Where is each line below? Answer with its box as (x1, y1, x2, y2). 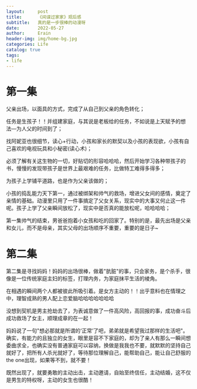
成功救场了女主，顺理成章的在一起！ (6, 315, 94, 322)
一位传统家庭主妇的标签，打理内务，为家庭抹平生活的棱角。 (16, 275, 160, 282)
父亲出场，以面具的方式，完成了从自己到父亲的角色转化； (6, 105, 145, 112)
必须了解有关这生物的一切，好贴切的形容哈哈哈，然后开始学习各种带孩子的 (6, 157, 186, 165)
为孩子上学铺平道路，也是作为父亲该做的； (6, 177, 109, 185)
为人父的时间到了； (16, 125, 63, 132)
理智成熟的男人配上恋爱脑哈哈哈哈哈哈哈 (16, 295, 114, 302)
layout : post (6, 8, 49, 15)
